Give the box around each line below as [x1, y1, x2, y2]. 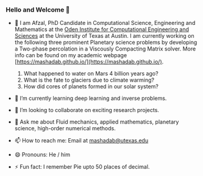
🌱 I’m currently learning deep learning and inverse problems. [14, 94, 167, 102]
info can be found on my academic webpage [14, 52, 127, 59]
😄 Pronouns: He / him [14, 151, 71, 158]
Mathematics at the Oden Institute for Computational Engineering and [14, 26, 190, 33]
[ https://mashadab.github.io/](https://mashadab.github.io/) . [14, 58, 164, 66]
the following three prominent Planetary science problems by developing [14, 39, 198, 46]
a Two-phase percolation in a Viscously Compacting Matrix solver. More [14, 45, 196, 52]
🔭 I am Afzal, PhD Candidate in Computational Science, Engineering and [14, 19, 196, 27]
